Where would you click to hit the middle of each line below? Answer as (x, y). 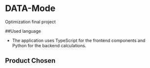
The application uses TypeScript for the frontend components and (79, 40)
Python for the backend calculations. (49, 45)
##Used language (23, 31)
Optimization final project (31, 22)
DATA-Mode (30, 8)
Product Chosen (30, 61)
